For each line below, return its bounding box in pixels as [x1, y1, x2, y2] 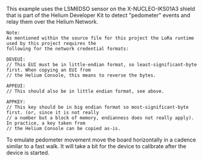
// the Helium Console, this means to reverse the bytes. [6, 72, 156, 78]
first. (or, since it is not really [6, 109, 99, 115]
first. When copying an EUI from [6, 67, 91, 73]
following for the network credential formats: [6, 46, 129, 52]
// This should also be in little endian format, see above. [6, 88, 165, 94]
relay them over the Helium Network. [6, 18, 98, 25]
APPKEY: [6, 99, 26, 105]
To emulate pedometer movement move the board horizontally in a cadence [6, 136, 196, 143]
